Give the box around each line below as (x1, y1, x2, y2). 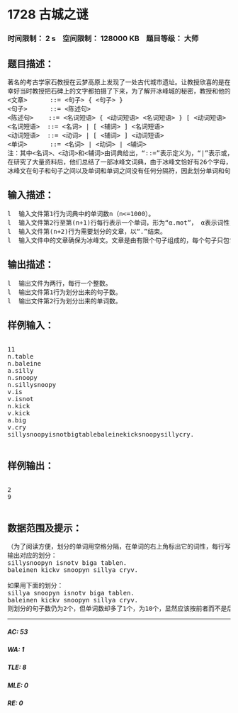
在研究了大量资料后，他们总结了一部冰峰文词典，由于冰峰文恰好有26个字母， (7, 157, 232, 166)
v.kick (7, 409, 30, 417)
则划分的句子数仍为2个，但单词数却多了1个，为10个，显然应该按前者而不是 (7, 604, 227, 612)
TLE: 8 (7, 663, 27, 672)
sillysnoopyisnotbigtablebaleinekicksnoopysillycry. (7, 430, 195, 439)
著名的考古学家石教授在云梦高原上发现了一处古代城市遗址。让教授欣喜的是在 (7, 78, 231, 86)
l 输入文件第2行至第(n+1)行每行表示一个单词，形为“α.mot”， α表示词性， (7, 218, 236, 227)
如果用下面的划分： (7, 581, 64, 589)
